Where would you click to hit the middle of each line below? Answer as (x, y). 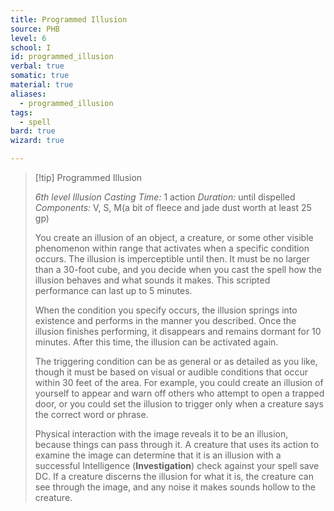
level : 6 (28, 38)
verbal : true (37, 66)
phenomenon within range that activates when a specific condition (172, 248)
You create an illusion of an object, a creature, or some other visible (174, 237)
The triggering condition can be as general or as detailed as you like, (176, 361)
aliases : (28, 94)
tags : (21, 112)
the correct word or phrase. (91, 414)
